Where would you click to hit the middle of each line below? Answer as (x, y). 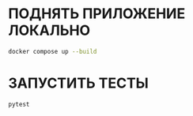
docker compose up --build (53, 51)
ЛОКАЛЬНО (49, 30)
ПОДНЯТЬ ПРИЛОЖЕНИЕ (97, 14)
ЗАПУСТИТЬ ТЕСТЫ (78, 83)
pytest (19, 104)
